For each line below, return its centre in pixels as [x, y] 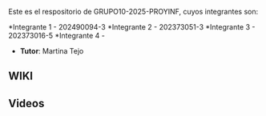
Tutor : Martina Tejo [52, 51]
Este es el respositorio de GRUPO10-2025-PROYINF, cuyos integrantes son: [133, 12]
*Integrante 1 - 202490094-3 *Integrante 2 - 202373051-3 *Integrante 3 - [132, 27]
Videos [26, 103]
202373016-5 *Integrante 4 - [57, 36]
